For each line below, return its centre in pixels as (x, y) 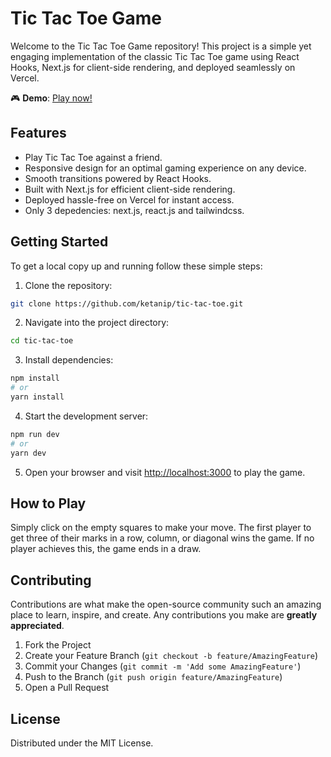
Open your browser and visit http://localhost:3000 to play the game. (165, 472)
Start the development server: (86, 416)
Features (38, 133)
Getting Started (59, 242)
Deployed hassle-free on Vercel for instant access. (129, 199)
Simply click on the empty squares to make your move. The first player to (161, 528)
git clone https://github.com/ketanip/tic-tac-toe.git (127, 303)
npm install (35, 378)
